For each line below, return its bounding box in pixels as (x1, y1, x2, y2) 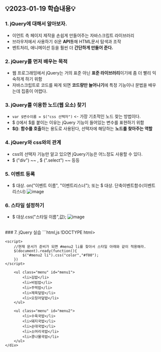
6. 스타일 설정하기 (5, 202, 45, 208)
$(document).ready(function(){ (14, 249, 77, 254)
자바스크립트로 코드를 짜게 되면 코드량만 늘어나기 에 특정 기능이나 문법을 (12, 82, 147, 88)
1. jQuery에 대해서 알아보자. (5, 20, 67, 27)
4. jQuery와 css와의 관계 (5, 139, 62, 146)
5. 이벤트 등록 (5, 170, 35, 177)
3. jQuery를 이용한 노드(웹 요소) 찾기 (5, 101, 87, 108)
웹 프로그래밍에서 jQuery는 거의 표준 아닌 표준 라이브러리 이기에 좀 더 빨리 (12, 70, 151, 75)
